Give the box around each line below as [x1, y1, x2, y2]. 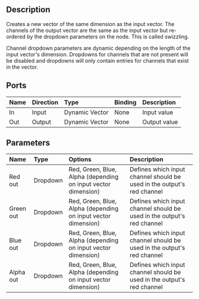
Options [68, 155, 92, 163]
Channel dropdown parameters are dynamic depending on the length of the [6, 44, 191, 52]
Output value [142, 118, 178, 126]
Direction [31, 98, 59, 106]
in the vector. [6, 63, 38, 70]
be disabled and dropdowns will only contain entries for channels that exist [6, 57, 190, 64]
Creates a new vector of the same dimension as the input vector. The [6, 20, 175, 27]
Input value [142, 108, 174, 116]
